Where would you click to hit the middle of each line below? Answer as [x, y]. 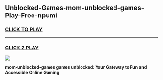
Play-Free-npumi [31, 16]
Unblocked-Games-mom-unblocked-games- [75, 8]
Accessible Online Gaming [32, 72]
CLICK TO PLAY [24, 30]
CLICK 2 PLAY [22, 48]
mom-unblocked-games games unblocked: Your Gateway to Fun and [76, 67]
